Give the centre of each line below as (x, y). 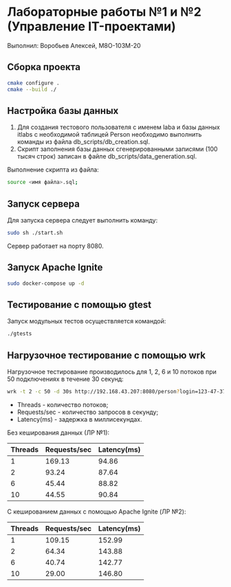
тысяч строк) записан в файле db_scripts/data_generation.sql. (107, 157)
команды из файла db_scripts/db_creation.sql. (84, 142)
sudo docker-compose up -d (46, 283)
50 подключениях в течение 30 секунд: (65, 379)
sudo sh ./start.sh (35, 233)
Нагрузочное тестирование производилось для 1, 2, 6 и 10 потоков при (112, 372)
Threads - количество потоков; (63, 404)
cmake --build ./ (32, 89)
